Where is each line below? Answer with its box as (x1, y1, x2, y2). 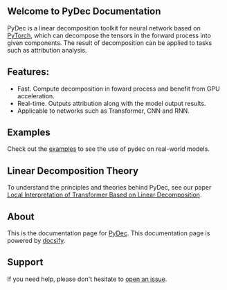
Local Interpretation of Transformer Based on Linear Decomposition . (7, 190, 202, 199)
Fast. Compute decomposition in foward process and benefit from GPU (17, 84, 220, 93)
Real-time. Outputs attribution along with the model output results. (17, 99, 206, 107)
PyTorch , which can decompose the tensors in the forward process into (7, 31, 211, 39)
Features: (7, 66, 50, 78)
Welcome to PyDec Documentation (7, 6, 161, 17)
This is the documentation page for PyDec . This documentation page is (7, 229, 210, 237)
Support (7, 256, 44, 269)
